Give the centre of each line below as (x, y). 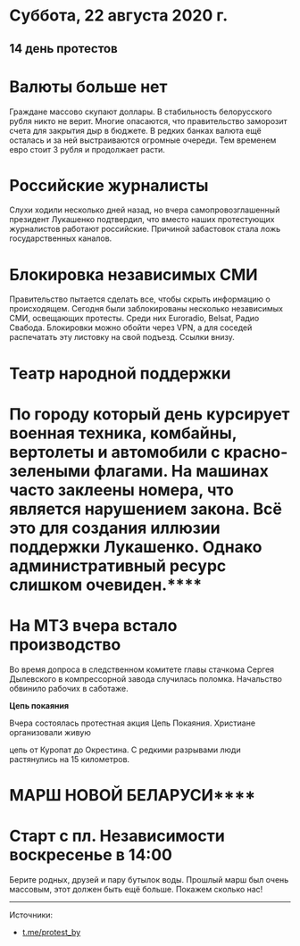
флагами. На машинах (181, 471)
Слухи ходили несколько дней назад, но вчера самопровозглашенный (145, 210)
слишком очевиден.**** (106, 585)
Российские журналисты (109, 185)
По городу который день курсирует (150, 414)
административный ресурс (118, 565)
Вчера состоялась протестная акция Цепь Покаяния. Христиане (133, 723)
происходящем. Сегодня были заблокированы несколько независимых (146, 309)
